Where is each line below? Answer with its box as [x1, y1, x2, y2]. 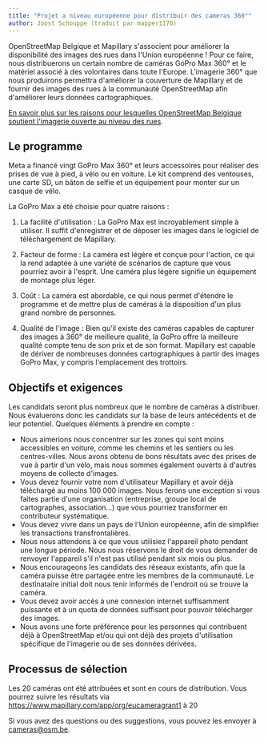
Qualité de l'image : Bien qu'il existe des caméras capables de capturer [19, 324, 254, 333]
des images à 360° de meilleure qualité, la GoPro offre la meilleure [19, 332, 238, 341]
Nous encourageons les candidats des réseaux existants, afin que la [19, 563, 246, 572]
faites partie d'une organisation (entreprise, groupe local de [19, 494, 217, 504]
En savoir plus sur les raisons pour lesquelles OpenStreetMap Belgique [8, 107, 242, 117]
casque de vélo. [8, 186, 62, 196]
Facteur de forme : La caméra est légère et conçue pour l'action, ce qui [19, 250, 255, 260]
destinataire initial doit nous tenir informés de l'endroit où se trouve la [19, 579, 249, 589]
